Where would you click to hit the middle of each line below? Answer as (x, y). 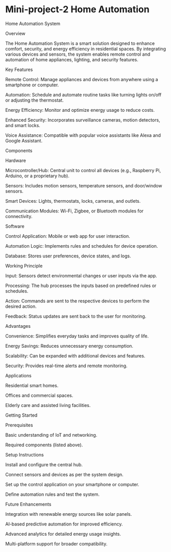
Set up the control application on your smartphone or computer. (72, 484)
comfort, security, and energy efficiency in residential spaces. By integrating (86, 49)
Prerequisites (19, 425)
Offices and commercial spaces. (39, 395)
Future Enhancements (28, 504)
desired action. (21, 306)
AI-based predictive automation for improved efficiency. (64, 524)
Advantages (18, 326)
